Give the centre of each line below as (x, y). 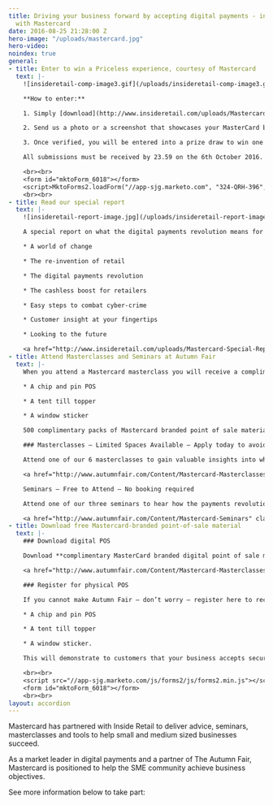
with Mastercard (43, 24)
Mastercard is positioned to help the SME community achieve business (127, 768)
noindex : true (32, 54)
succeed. (24, 743)
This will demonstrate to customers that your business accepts (134, 659)
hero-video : (28, 46)
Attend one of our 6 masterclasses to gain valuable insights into (139, 460)
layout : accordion (39, 703)
